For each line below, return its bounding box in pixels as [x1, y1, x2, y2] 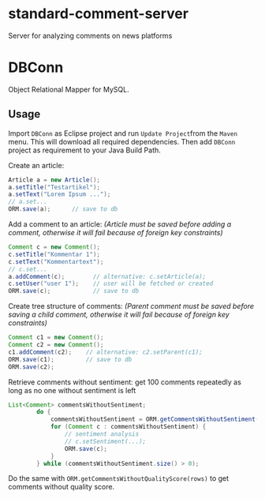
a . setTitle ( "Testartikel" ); [8, 183, 101, 191]
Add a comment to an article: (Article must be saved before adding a [8, 219, 232, 229]
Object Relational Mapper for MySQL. [8, 84, 130, 94]
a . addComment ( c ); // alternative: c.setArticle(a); [8, 272, 207, 280]
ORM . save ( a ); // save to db [8, 205, 118, 213]
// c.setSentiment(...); [64, 437, 147, 445]
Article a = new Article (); [8, 175, 101, 184]
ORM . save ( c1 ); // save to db [8, 355, 132, 363]
